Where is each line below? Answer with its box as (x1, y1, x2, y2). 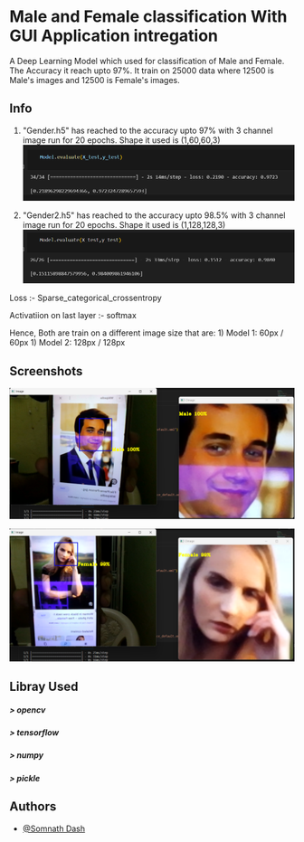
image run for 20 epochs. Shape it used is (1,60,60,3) (22, 134, 221, 146)
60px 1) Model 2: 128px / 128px (9, 337, 126, 348)
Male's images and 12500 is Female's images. (9, 74, 181, 85)
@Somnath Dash (22, 823, 86, 834)
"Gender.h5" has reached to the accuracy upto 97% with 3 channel (22, 125, 273, 136)
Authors (9, 799, 57, 815)
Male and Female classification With (9, 6, 288, 27)
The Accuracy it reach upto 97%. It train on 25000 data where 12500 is (9, 65, 274, 76)
